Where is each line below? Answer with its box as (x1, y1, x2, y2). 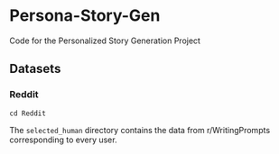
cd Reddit (9, 109, 47, 118)
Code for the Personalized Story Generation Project (9, 35, 201, 46)
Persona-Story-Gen (9, 5, 161, 26)
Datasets (9, 61, 61, 77)
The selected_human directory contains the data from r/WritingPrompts (9, 124, 271, 135)
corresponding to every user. (9, 134, 117, 145)
